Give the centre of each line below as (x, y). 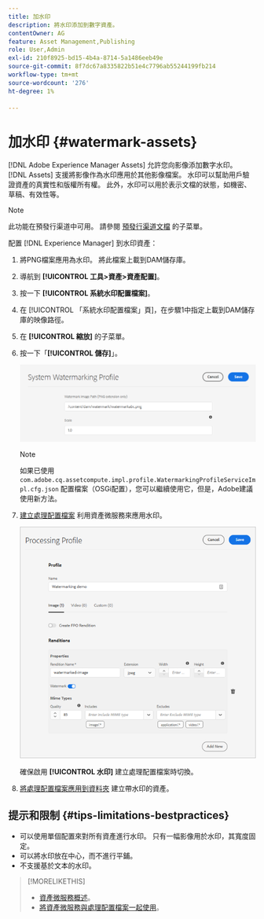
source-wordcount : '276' (49, 83)
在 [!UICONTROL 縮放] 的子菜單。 (74, 336)
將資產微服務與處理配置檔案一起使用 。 (101, 907)
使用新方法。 (40, 498)
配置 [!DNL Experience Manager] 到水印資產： (83, 243)
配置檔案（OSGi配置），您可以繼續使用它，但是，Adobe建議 (157, 488)
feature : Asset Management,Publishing (71, 42)
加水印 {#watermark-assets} (103, 142)
